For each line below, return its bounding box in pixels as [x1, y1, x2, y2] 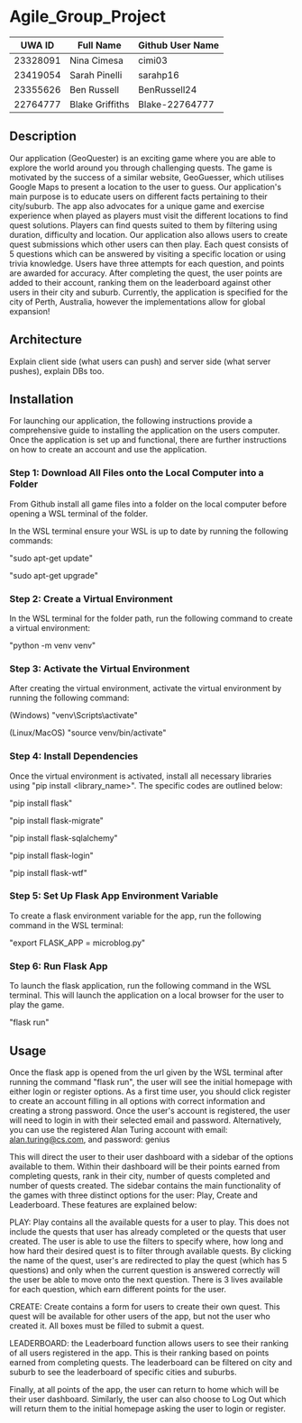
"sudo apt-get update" [9, 552, 93, 563]
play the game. [9, 999, 65, 1010]
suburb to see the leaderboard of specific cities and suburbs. [9, 1366, 237, 1377]
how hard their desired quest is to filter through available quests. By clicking [9, 1245, 292, 1256]
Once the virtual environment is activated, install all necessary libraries [9, 771, 272, 781]
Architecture [9, 332, 83, 348]
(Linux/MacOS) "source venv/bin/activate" [9, 727, 167, 738]
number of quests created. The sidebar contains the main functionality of [9, 1180, 281, 1190]
